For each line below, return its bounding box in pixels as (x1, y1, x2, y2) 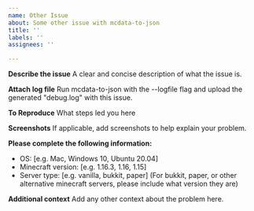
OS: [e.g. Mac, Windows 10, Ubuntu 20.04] (19, 154, 159, 164)
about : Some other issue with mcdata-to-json (8, 19, 160, 27)
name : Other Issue (8, 11, 68, 20)
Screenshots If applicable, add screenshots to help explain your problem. (8, 124, 247, 133)
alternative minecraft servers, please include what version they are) (19, 179, 238, 189)
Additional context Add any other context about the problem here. (8, 194, 224, 204)
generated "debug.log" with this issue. (8, 93, 133, 102)
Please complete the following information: (8, 139, 153, 148)
